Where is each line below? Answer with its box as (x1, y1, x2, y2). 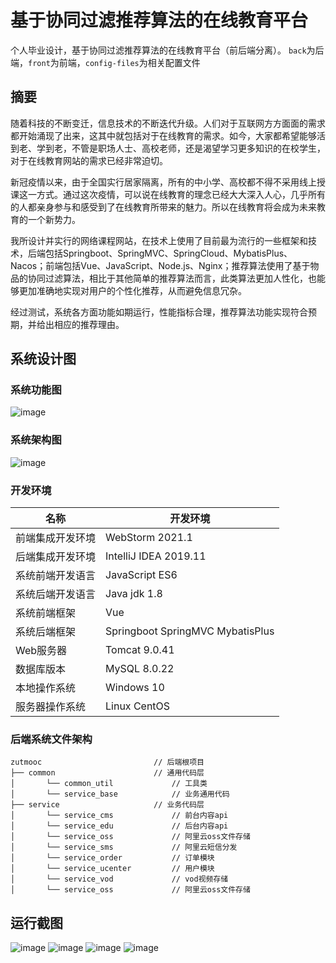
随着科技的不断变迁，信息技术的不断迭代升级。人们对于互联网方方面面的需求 (10, 117, 326, 129)
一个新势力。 (27, 213, 81, 225)
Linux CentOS (105, 699, 171, 713)
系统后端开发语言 (15, 587, 97, 601)
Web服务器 (15, 644, 68, 658)
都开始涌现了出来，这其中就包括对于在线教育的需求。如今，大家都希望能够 (10, 129, 317, 141)
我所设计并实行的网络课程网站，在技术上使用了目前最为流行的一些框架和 (10, 234, 308, 246)
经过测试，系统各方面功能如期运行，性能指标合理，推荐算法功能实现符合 (10, 306, 308, 318)
